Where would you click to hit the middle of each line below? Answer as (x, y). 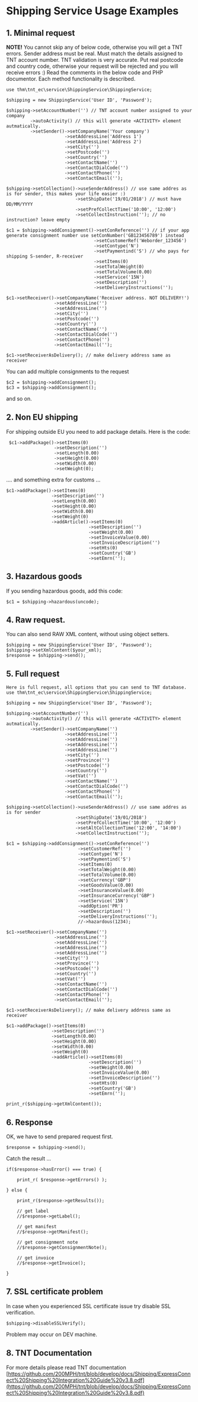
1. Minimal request (41, 33)
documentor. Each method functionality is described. (71, 79)
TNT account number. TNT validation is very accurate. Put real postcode (95, 60)
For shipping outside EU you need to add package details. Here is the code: (98, 431)
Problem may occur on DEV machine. (52, 1334)
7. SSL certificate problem (55, 1292)
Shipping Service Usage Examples (92, 11)
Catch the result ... (29, 1159)
